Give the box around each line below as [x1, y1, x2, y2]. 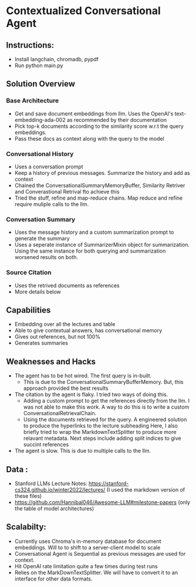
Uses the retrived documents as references [14, 281, 120, 289]
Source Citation [6, 268, 52, 277]
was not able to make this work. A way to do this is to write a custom [23, 403, 190, 410]
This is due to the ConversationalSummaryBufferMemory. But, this [23, 379, 184, 386]
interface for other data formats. [14, 575, 93, 582]
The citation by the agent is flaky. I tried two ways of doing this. [14, 391, 168, 398]
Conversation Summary [6, 215, 76, 223]
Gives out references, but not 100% [14, 333, 101, 340]
